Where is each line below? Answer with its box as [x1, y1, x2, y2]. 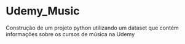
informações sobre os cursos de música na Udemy [6, 30, 135, 37]
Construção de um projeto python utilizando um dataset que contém [6, 24, 179, 31]
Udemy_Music [6, 4, 81, 18]
